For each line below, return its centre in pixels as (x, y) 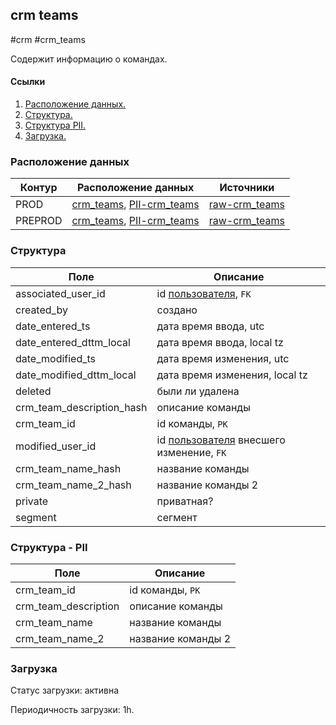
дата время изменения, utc (223, 358)
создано (177, 310)
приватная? (185, 501)
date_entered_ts (53, 326)
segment (36, 517)
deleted (33, 391)
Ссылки (28, 82)
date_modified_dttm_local (76, 375)
